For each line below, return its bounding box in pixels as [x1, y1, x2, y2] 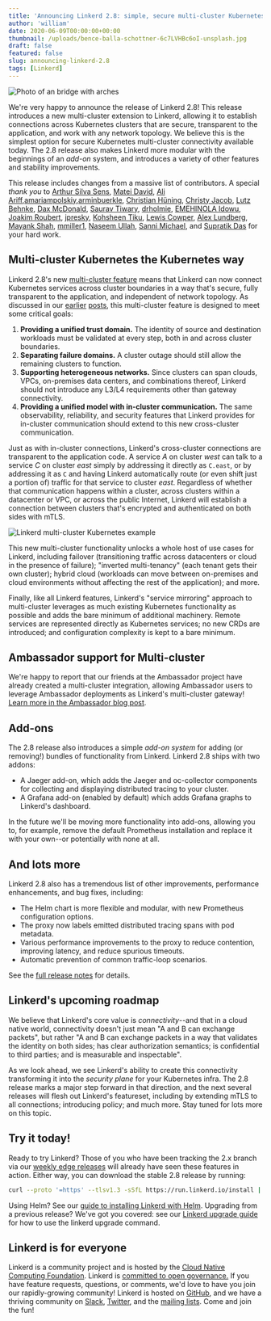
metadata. [19, 929, 54, 938]
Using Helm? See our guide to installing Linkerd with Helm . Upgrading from [8, 1201, 258, 1210]
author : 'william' [8, 19, 70, 27]
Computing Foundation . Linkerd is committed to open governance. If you [8, 1271, 250, 1281]
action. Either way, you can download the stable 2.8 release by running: [8, 1170, 246, 1180]
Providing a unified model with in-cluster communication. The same [19, 402, 252, 411]
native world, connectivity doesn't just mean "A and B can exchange [8, 1024, 236, 1033]
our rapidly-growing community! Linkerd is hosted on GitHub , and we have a [8, 1288, 262, 1298]
